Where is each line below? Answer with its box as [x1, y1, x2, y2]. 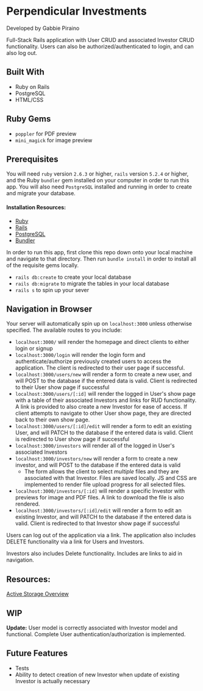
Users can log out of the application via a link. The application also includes [6, 532, 196, 539]
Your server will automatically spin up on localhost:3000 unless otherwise [6, 320, 192, 328]
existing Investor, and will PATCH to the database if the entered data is [15, 514, 192, 521]
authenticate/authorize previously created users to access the [15, 358, 172, 365]
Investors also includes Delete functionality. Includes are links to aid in [6, 550, 183, 557]
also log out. [6, 49, 38, 56]
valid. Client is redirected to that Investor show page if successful [15, 520, 180, 527]
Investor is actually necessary [15, 677, 90, 684]
